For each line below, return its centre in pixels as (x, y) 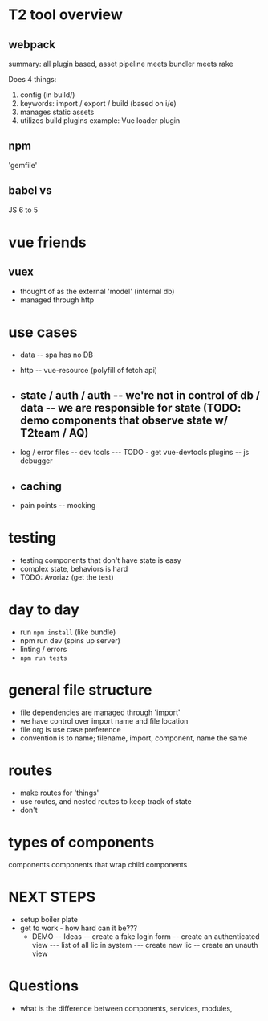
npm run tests (43, 658)
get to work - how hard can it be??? (79, 928)
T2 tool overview (65, 15)
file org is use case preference (71, 730)
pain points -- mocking (58, 506)
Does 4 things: (32, 79)
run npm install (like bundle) (68, 632)
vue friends (47, 242)
